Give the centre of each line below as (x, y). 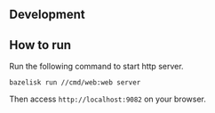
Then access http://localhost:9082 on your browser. (107, 99)
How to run (40, 45)
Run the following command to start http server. (96, 67)
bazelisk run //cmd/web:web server (75, 83)
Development (48, 15)
